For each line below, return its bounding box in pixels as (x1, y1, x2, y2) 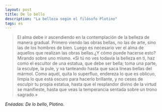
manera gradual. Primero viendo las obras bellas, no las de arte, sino (17, 40, 156, 46)
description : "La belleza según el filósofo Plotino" (5, 16, 118, 21)
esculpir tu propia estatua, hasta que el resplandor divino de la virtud (17, 82, 157, 87)
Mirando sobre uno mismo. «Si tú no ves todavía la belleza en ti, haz (17, 55, 155, 61)
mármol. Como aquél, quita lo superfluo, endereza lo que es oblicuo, (17, 71, 156, 77)
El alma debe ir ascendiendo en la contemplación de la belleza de (17, 34, 150, 40)
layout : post (5, 7, 32, 12)
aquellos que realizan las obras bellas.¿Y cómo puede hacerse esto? (17, 50, 156, 56)
